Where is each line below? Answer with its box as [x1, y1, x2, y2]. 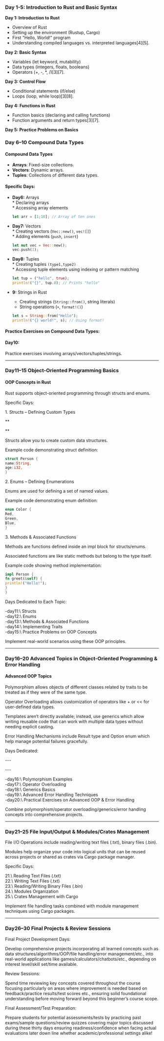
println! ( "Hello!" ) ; [5, 581, 47, 586]
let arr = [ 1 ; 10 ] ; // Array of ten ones [12, 214, 96, 219]
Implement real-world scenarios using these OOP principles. [5, 638, 126, 644]
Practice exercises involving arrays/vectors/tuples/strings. [5, 350, 123, 356]
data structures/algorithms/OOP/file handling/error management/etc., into [5, 951, 154, 957]
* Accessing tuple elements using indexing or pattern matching [12, 266, 139, 272]
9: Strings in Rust [12, 289, 47, 295]
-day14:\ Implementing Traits [5, 623, 63, 629]
